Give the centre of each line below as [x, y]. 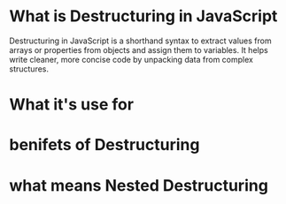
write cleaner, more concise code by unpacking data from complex [131, 59]
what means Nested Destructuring [139, 185]
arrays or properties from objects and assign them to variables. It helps [139, 49]
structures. [29, 69]
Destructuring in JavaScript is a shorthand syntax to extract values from [140, 41]
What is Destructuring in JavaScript [143, 16]
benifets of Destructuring [104, 145]
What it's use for [72, 105]
